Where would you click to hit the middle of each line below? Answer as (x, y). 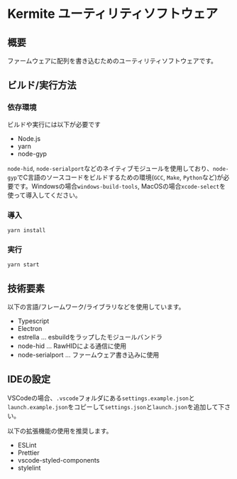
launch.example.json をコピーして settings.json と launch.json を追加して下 (116, 406)
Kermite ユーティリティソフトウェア (113, 14)
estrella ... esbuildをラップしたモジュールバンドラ (90, 337)
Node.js (29, 138)
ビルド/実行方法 (42, 85)
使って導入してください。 (44, 195)
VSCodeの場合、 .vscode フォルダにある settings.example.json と (101, 398)
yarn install (27, 230)
